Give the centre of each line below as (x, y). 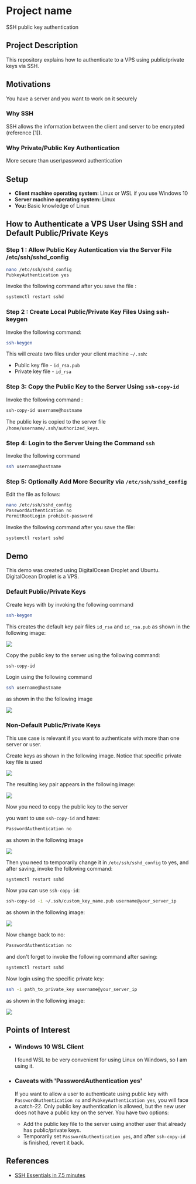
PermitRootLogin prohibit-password (49, 516)
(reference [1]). (24, 133)
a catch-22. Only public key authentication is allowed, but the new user (100, 1106)
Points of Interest (38, 1030)
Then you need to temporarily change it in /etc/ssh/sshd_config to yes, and (97, 862)
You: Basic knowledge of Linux (52, 205)
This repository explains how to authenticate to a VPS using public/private (95, 59)
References (27, 1161)
